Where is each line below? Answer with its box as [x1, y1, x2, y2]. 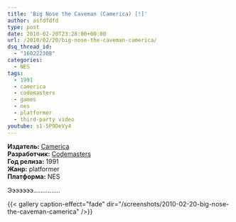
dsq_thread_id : [7, 43, 53, 50]
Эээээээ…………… [7, 186, 60, 194]
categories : [7, 57, 43, 64]
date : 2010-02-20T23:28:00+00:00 [7, 30, 107, 38]
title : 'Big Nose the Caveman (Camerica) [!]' [7, 10, 148, 18]
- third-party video [14, 116, 75, 123]
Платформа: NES [7, 172, 60, 181]
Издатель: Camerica [7, 142, 70, 150]
